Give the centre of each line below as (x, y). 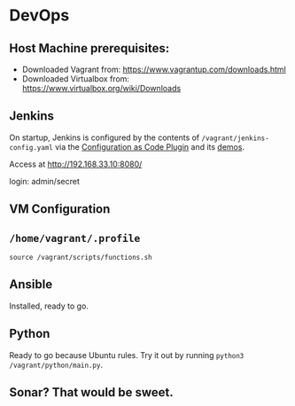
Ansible (31, 285)
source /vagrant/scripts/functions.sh (81, 258)
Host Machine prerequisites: (89, 48)
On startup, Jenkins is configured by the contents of (105, 137)
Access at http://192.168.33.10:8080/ (76, 164)
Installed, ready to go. (49, 306)
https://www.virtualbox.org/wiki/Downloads (101, 88)
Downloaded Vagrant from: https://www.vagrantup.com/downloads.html (154, 69)
